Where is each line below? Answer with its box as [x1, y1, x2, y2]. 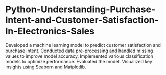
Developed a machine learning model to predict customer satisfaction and [5, 42, 161, 48]
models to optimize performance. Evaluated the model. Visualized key [5, 58, 152, 64]
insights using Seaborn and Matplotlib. [5, 64, 86, 70]
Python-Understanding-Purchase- [5, 4, 156, 15]
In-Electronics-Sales [5, 26, 95, 37]
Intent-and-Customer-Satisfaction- [5, 14, 159, 26]
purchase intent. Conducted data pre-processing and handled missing [5, 47, 153, 54]
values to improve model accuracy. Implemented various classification [5, 53, 153, 59]
